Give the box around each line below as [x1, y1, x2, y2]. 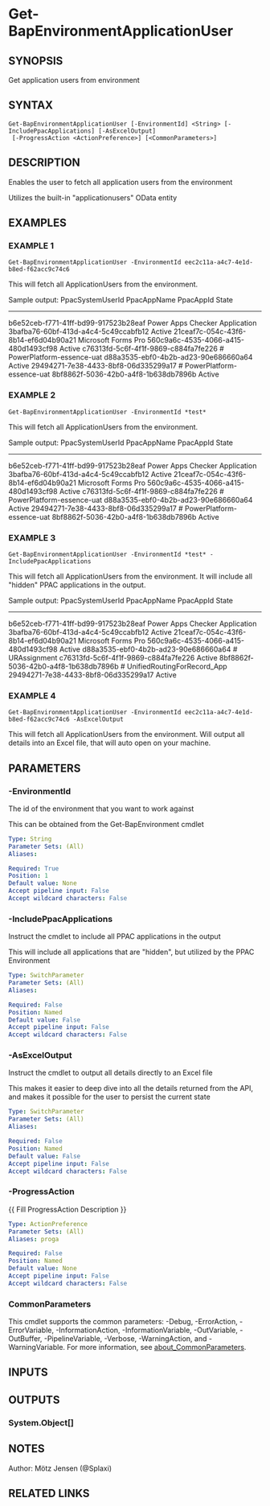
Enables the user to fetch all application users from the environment [8, 177, 233, 187]
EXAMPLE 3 [8, 532, 56, 543]
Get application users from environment [8, 76, 141, 84]
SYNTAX [8, 98, 54, 113]
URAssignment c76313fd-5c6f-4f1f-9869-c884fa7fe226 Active [8, 652, 219, 662]
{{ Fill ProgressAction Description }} [8, 1204, 127, 1214]
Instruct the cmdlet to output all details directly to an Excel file [8, 1068, 213, 1078]
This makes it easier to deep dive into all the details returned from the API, [8, 1084, 254, 1093]
